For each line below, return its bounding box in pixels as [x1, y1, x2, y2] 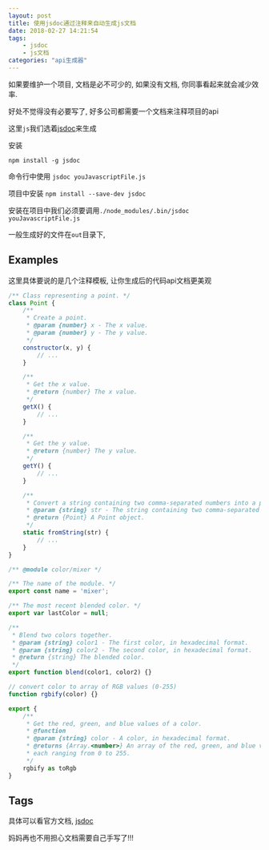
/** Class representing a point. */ [8, 292, 130, 300]
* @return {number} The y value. [26, 447, 138, 455]
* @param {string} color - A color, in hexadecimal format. [26, 735, 231, 743]
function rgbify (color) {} [8, 690, 98, 698]
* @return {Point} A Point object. [26, 514, 146, 522]
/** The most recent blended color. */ [8, 602, 142, 610]
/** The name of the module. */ [8, 580, 116, 588]
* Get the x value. [26, 381, 91, 389]
